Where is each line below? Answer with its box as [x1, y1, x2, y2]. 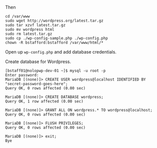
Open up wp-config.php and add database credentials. [5, 49, 117, 54]
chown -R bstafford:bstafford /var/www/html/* [5, 40, 104, 45]
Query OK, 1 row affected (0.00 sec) [5, 99, 84, 104]
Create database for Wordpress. [5, 58, 71, 64]
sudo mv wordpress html [5, 27, 55, 32]
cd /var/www [5, 14, 30, 19]
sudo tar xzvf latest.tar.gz [5, 22, 66, 27]
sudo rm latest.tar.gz [5, 31, 52, 36]
